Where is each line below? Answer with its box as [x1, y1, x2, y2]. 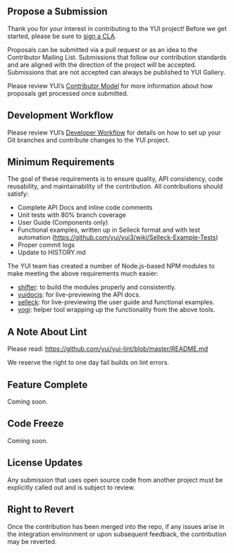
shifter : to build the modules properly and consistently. [17, 283, 176, 292]
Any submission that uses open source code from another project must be [7, 476, 223, 484]
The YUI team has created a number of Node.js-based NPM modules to [7, 262, 215, 271]
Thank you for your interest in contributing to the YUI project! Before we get [7, 24, 227, 32]
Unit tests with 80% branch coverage [17, 211, 126, 219]
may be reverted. [7, 537, 57, 545]
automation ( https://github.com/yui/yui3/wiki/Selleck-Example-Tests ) [17, 233, 218, 242]
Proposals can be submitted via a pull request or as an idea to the [7, 45, 198, 54]
